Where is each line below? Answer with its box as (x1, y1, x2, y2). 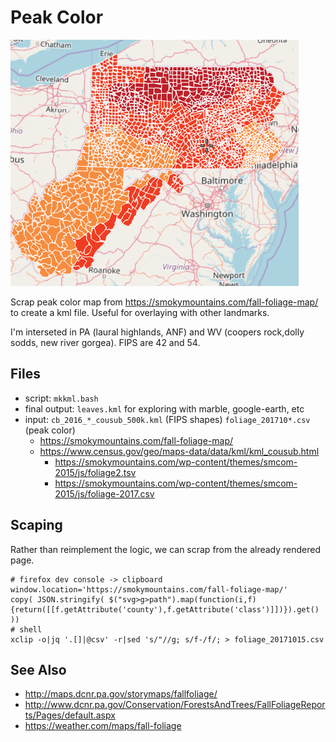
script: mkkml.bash (24, 392, 99, 404)
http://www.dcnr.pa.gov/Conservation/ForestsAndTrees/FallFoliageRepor (24, 699, 326, 711)
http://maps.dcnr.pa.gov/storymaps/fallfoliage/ (24, 688, 218, 700)
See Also (10, 661, 67, 678)
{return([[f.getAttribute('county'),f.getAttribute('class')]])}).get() (10, 604, 320, 615)
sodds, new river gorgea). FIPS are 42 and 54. (10, 336, 201, 348)
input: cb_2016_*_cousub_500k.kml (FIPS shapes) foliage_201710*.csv (24, 413, 311, 425)
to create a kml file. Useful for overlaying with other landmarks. (10, 306, 270, 318)
